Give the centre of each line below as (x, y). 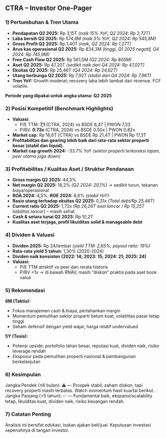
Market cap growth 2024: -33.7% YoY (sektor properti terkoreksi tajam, (86, 150)
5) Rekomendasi (25, 290)
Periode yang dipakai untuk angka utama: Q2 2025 (58, 95)
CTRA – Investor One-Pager (49, 8)
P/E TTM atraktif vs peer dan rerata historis (64, 267)
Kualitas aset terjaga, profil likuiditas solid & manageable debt (77, 222)
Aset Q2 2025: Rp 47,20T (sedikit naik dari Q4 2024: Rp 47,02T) (78, 65)
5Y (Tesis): (17, 336)
